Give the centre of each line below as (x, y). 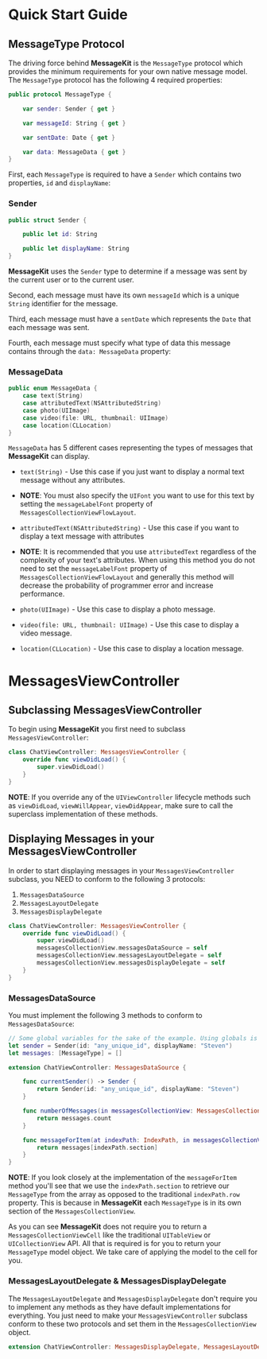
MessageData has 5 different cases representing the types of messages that (131, 448)
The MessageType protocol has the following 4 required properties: (115, 80)
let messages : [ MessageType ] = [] (66, 1053)
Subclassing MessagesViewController (105, 711)
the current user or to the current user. (72, 280)
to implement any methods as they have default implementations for (120, 1307)
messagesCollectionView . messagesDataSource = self (122, 948)
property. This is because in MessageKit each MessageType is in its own (125, 1203)
